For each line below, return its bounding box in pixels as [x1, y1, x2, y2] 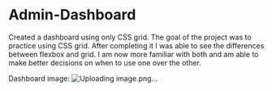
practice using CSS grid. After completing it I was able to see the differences [8, 40, 265, 50]
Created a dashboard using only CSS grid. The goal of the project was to [8, 32, 252, 42]
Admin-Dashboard [8, 6, 136, 24]
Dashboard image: [8, 73, 71, 83]
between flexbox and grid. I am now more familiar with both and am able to [8, 49, 259, 59]
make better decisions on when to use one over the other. [8, 58, 201, 68]
